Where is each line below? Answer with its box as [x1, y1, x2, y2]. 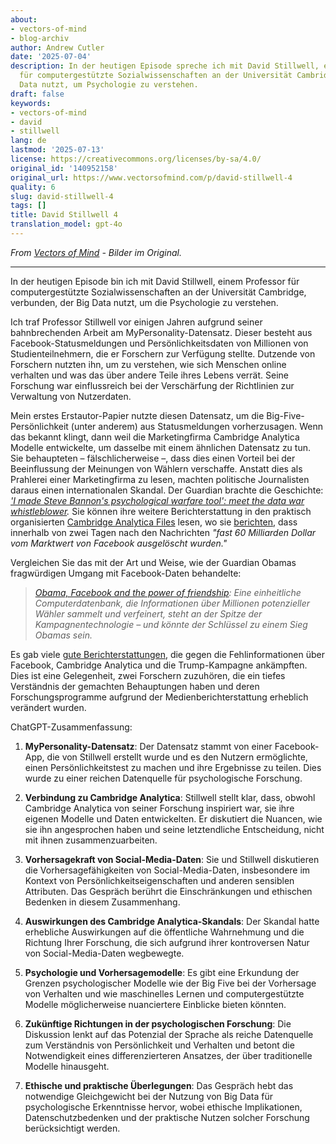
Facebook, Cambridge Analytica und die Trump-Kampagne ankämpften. [10, 659, 308, 671]
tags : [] [10, 201, 47, 211]
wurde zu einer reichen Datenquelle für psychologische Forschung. [24, 772, 303, 784]
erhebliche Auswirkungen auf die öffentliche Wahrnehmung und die [24, 926, 305, 938]
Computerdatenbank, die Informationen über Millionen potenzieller [34, 597, 311, 609]
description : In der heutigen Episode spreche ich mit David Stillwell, [10, 61, 320, 71]
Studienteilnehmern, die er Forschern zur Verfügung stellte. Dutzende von [10, 347, 316, 360]
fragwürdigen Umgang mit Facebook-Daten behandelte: [10, 567, 242, 579]
